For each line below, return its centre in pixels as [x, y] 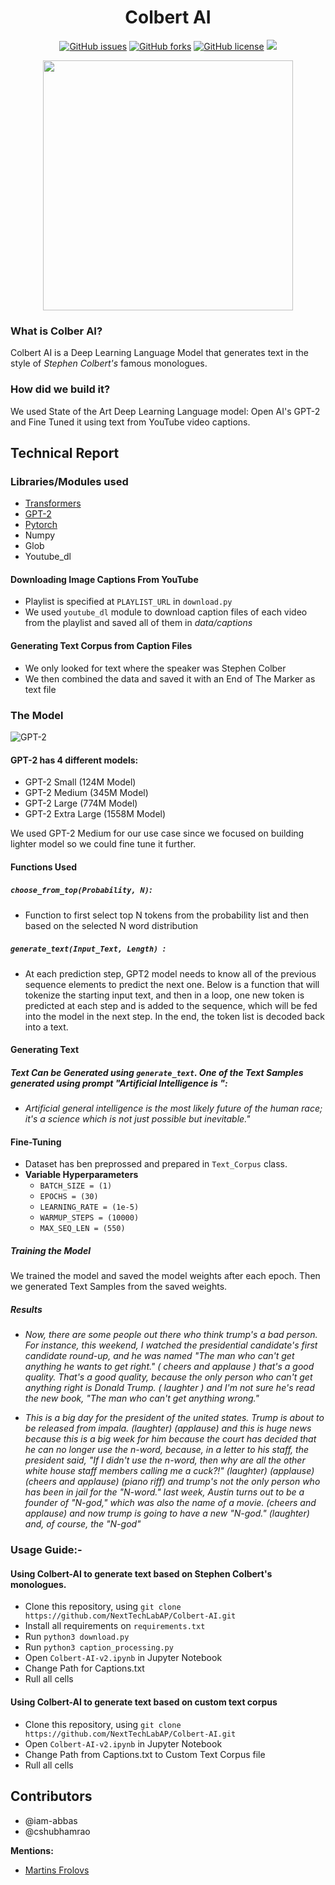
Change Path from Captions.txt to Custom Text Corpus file [145, 1754]
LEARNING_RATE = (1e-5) [89, 1207]
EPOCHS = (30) [69, 1197]
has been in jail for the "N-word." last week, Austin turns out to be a [164, 1492]
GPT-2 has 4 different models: [74, 760]
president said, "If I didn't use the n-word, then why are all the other [165, 1460]
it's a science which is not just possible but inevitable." [137, 1119]
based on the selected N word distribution [111, 925]
